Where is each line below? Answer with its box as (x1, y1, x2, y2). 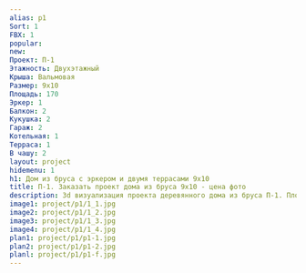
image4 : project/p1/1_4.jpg (9, 225, 117, 234)
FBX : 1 (9, 30, 35, 39)
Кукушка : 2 (9, 115, 51, 124)
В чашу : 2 (9, 148, 47, 157)
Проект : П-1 (9, 56, 55, 65)
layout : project (9, 157, 71, 167)
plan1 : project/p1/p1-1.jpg (9, 233, 117, 242)
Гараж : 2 (9, 124, 43, 133)
